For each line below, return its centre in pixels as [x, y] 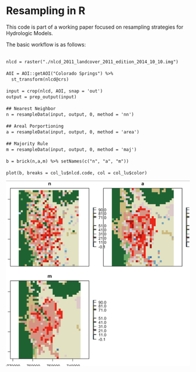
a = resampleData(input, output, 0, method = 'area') [73, 132]
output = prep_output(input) [41, 97]
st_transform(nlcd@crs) [40, 79]
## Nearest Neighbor [31, 108]
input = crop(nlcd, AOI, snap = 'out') [55, 91]
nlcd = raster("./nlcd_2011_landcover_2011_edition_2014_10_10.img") [92, 62]
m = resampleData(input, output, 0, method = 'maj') [71, 149]
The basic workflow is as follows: [46, 44]
